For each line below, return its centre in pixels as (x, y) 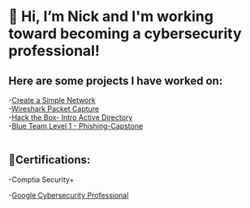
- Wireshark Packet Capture (54, 109)
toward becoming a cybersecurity (125, 34)
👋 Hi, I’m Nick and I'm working (111, 17)
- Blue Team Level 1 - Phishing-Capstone (76, 126)
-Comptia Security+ (41, 179)
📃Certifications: (50, 160)
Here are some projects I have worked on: (116, 81)
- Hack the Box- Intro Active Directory (71, 117)
